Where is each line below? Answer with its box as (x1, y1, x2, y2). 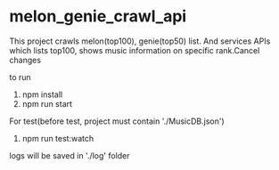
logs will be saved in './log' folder (9, 150, 131, 161)
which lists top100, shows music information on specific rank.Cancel (9, 45, 260, 55)
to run (9, 71, 31, 82)
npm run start (21, 98, 73, 109)
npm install (21, 89, 63, 100)
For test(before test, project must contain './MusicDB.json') (9, 116, 225, 126)
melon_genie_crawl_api (9, 6, 187, 27)
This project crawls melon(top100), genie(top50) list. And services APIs (9, 36, 271, 46)
